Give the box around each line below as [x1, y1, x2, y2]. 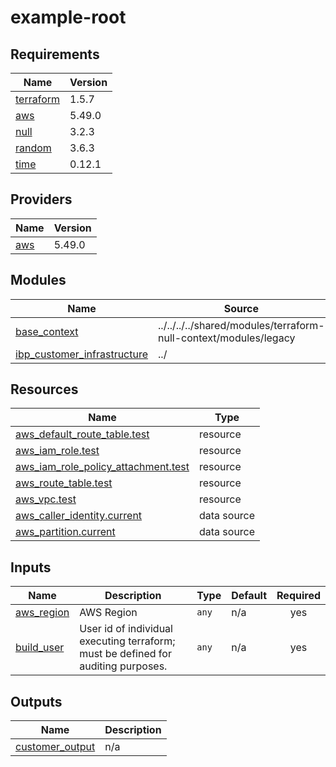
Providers [10, 191, 73, 208]
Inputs [10, 559, 52, 576]
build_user [15, 641, 65, 655]
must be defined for [79, 647, 172, 661]
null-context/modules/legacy [158, 331, 296, 345]
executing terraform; [79, 634, 176, 648]
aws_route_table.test [15, 476, 113, 490]
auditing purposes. [79, 659, 168, 673]
